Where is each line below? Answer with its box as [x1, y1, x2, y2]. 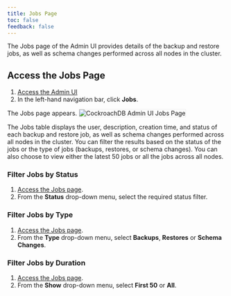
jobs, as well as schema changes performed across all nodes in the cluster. [7, 49, 222, 58]
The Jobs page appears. [7, 109, 78, 118]
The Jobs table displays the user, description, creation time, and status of [7, 123, 218, 132]
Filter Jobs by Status [7, 170, 78, 180]
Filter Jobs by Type [7, 210, 74, 220]
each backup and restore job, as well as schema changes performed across [7, 130, 224, 139]
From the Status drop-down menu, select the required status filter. [17, 193, 208, 201]
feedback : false [7, 23, 54, 30]
